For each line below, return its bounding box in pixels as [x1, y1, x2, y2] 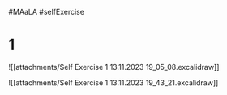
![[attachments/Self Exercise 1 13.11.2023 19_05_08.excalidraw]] [8, 62, 220, 71]
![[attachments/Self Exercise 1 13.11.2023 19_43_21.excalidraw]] [8, 77, 219, 88]
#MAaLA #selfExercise [8, 7, 85, 16]
